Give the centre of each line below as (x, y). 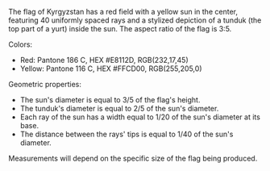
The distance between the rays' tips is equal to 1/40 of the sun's (127, 134)
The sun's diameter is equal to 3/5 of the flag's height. (110, 100)
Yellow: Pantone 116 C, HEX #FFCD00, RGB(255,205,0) (111, 69)
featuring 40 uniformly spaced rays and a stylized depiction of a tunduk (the (135, 20)
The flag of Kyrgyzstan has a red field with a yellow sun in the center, (123, 12)
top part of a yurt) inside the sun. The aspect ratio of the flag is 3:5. (120, 29)
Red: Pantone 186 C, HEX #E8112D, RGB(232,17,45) (104, 60)
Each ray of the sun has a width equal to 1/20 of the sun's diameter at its (140, 117)
